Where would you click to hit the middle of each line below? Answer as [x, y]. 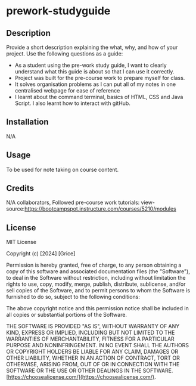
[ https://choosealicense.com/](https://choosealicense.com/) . [81, 377]
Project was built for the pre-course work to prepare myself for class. [100, 78]
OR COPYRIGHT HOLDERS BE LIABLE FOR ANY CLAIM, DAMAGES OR [92, 352]
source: [15, 209]
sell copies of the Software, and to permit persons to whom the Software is [98, 291]
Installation [27, 122]
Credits [20, 188]
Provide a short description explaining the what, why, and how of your [92, 47]
